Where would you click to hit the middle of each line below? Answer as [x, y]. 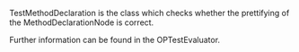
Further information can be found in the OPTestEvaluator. [115, 40]
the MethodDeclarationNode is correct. [82, 22]
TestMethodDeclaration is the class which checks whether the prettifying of [149, 13]
